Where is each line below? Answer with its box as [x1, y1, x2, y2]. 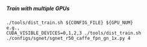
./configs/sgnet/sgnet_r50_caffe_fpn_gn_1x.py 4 [6, 35, 131, 41]
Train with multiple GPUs [6, 5, 70, 12]
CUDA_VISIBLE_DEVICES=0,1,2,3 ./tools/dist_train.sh [6, 30, 142, 36]
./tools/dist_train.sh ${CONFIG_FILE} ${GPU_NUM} [6, 20, 134, 26]
